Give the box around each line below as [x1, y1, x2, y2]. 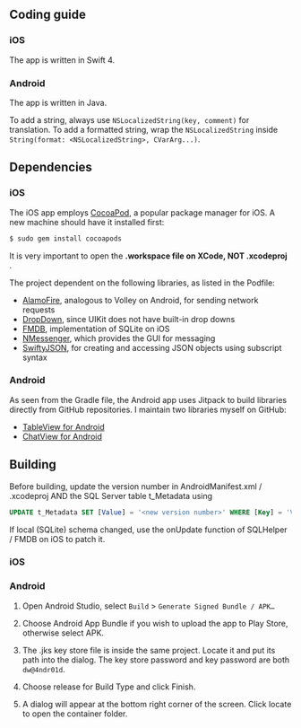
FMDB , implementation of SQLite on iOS [21, 323, 170, 334]
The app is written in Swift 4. [9, 54, 115, 66]
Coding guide [9, 7, 87, 22]
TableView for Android [21, 421, 105, 432]
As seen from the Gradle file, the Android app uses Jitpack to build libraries [9, 394, 288, 405]
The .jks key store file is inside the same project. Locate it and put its [21, 645, 276, 655]
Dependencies [9, 160, 92, 175]
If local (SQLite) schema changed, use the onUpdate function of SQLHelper [9, 524, 288, 535]
